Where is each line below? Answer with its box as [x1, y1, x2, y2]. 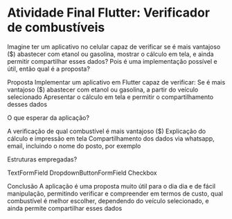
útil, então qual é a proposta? [7, 64, 90, 73]
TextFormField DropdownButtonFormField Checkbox [7, 168, 157, 177]
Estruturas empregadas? [7, 155, 78, 164]
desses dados [7, 100, 47, 108]
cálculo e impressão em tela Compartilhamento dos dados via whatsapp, [7, 134, 215, 143]
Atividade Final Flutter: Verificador [7, 5, 210, 21]
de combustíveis [7, 19, 105, 35]
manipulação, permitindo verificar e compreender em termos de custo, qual [7, 189, 224, 198]
